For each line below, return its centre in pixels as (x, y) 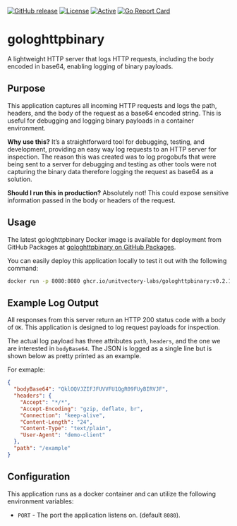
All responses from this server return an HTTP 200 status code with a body (116, 320)
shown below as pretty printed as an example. (74, 356)
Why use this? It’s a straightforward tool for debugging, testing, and (106, 142)
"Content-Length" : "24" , (56, 422)
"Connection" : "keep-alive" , (63, 415)
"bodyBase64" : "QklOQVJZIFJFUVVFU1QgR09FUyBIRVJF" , (91, 389)
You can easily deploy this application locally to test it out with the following (117, 260)
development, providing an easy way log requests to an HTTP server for (112, 149)
